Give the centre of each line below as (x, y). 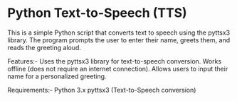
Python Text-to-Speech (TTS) (97, 13)
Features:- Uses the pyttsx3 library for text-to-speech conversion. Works (115, 61)
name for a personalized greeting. (57, 76)
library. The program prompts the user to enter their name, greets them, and (118, 40)
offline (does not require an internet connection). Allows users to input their (118, 69)
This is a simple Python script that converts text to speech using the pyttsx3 (119, 32)
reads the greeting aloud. (44, 47)
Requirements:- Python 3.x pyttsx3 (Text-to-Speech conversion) (102, 90)
